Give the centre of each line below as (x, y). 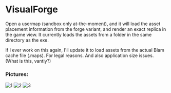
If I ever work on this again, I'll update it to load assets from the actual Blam (85, 50)
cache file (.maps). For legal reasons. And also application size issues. (80, 55)
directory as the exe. (27, 40)
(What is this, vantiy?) (28, 61)
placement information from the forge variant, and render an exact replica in (86, 29)
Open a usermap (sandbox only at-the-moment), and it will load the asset (83, 24)
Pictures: (17, 74)
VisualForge (32, 10)
